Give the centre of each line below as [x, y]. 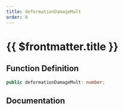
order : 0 [17, 17]
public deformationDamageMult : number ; [56, 82]
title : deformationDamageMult [44, 12]
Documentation [36, 101]
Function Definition [43, 69]
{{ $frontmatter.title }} [62, 47]
